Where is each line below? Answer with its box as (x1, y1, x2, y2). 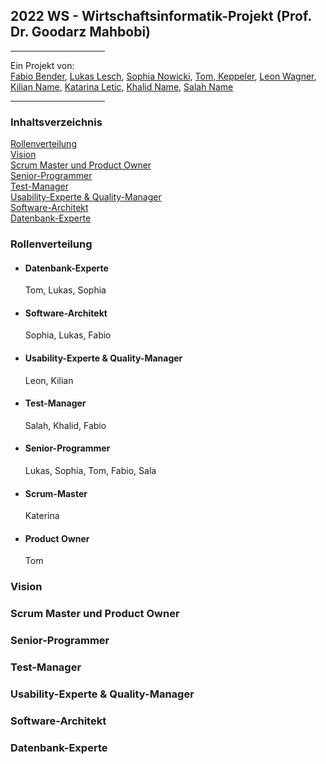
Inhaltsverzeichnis (10, 115, 103, 129)
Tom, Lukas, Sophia (24, 284, 107, 296)
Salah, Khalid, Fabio (24, 419, 107, 431)
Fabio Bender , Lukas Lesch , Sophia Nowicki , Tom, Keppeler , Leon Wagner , (10, 70, 317, 82)
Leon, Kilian (24, 374, 74, 386)
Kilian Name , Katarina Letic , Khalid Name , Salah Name (10, 80, 234, 93)
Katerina (24, 510, 60, 522)
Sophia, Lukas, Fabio (24, 329, 112, 341)
